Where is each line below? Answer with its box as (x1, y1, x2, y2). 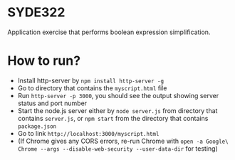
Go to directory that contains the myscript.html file (17, 83, 167, 92)
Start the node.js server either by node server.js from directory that (17, 106, 218, 114)
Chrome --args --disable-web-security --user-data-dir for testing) (17, 144, 219, 153)
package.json (17, 122, 57, 130)
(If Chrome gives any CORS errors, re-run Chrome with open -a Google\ (17, 137, 229, 145)
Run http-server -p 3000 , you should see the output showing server (17, 91, 219, 100)
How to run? (7, 53, 80, 69)
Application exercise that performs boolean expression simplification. (7, 28, 211, 36)
